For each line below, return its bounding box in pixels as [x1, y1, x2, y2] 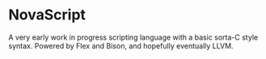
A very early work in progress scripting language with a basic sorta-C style [8, 32, 259, 42]
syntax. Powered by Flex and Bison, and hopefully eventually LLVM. [8, 40, 234, 50]
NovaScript [8, 6, 87, 24]
